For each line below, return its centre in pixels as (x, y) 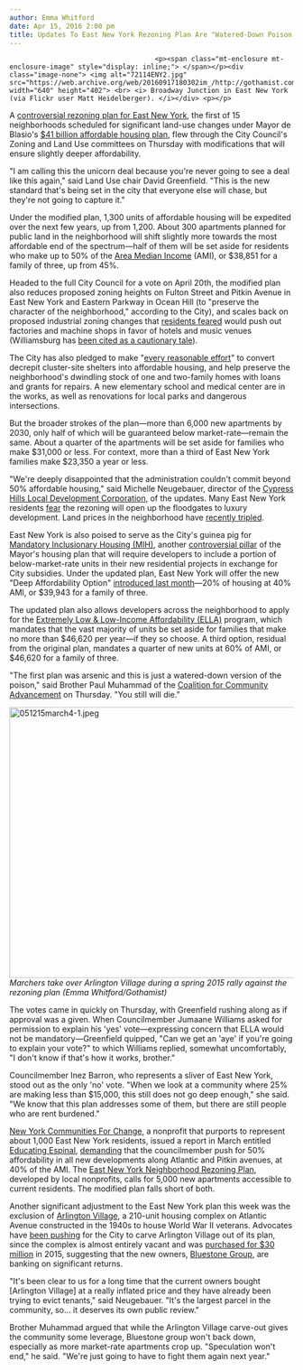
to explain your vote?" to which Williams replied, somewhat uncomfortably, (148, 1049)
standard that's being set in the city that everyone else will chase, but (138, 190)
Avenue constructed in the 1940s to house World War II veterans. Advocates (151, 1226)
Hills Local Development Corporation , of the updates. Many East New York (147, 498)
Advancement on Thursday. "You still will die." (95, 695)
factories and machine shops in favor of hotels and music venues (131, 331)
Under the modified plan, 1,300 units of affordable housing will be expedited (150, 218)
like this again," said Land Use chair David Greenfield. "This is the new (140, 181)
